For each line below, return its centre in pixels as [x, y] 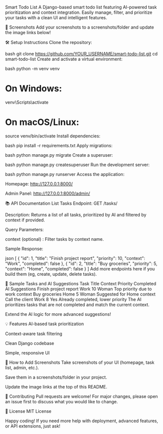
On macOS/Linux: [42, 122]
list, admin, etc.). [22, 367]
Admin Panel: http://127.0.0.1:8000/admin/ [48, 193]
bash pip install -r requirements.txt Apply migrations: [59, 145]
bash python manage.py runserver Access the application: [65, 174]
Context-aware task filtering [34, 334]
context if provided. [25, 220]
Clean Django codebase [30, 343]
